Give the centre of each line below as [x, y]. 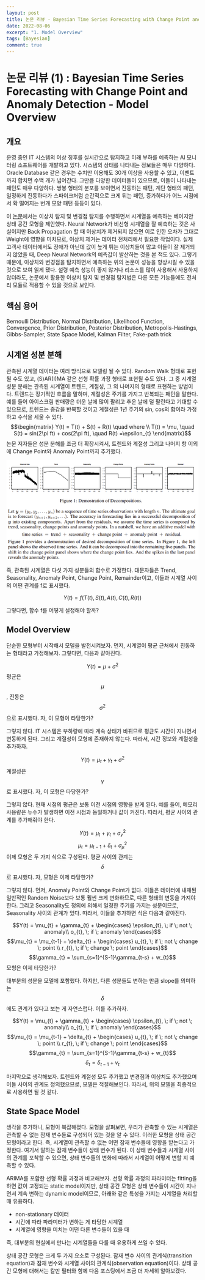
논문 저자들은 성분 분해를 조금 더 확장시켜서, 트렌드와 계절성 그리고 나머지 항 [97, 443]
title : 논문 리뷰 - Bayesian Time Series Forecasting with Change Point [98, 19]
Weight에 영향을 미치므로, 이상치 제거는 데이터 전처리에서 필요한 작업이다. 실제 [100, 239]
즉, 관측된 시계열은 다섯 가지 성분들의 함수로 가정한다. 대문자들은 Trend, [92, 570]
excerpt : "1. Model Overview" [45, 32]
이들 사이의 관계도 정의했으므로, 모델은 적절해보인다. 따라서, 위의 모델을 [91, 1084]
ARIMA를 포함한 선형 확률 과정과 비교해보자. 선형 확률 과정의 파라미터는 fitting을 [102, 1178]
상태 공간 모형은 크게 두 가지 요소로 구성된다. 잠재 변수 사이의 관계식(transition [99, 1255]
